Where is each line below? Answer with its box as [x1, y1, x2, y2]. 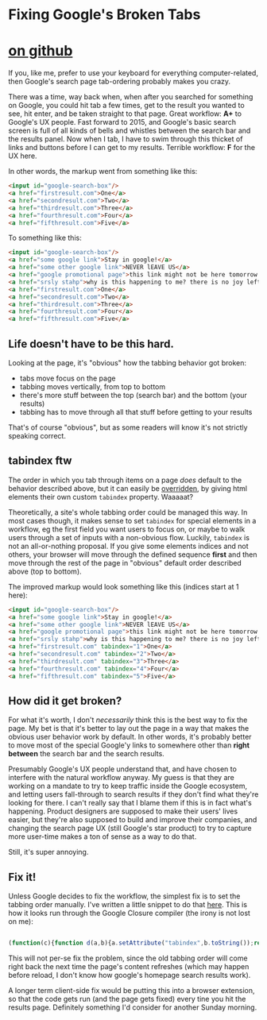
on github [8, 42, 73, 60]
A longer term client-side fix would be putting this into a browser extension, [8, 986, 256, 995]
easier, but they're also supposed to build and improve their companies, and [8, 815, 257, 825]
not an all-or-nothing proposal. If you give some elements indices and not [8, 541, 249, 551]
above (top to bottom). [8, 566, 82, 576]
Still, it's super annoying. [8, 848, 89, 857]
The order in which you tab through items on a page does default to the [8, 475, 242, 485]
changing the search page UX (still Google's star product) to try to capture [8, 824, 252, 833]
